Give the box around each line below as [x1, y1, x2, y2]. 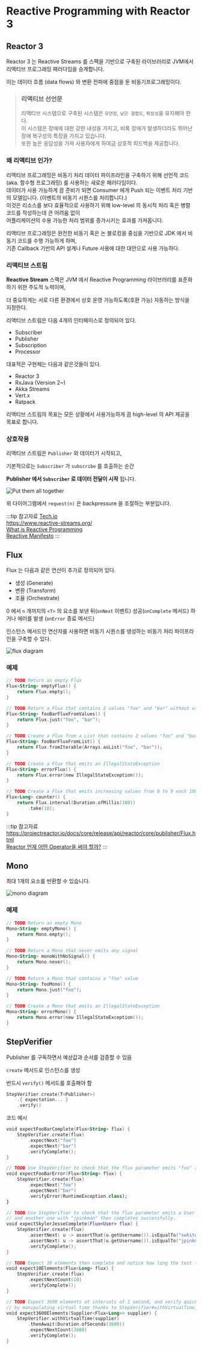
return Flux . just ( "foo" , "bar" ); [17, 717, 101, 723]
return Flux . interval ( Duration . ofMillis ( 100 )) [17, 800, 136, 806]
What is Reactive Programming [6, 526, 83, 533]
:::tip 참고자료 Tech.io [6, 513, 58, 520]
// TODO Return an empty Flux [6, 677, 82, 683]
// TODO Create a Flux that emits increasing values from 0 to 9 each [6, 789, 187, 795]
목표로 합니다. [6, 418, 39, 425]
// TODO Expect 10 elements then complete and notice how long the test [6, 1260, 192, 1266]
